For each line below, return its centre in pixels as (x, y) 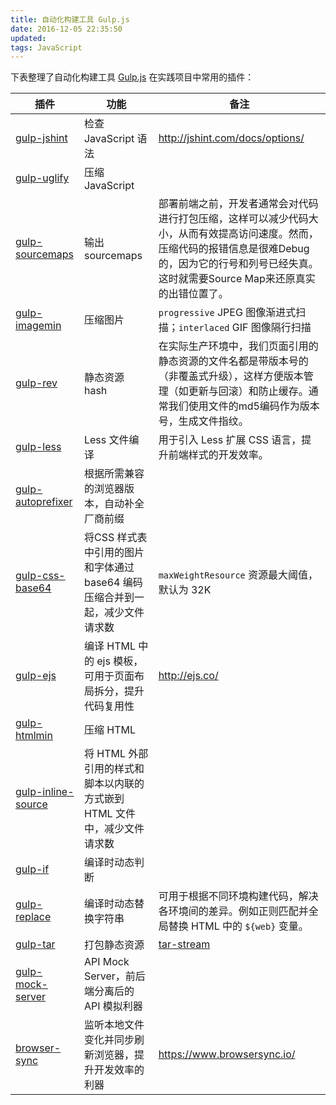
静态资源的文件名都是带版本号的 (233, 361)
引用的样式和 (114, 769)
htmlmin (34, 736)
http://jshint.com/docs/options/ (231, 138)
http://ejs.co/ (188, 676)
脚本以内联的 (114, 784)
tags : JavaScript (46, 47)
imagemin (38, 326)
